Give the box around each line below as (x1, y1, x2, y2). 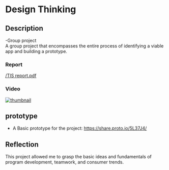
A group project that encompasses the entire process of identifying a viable (5, 43, 164, 49)
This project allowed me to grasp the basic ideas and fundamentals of (5, 154, 152, 160)
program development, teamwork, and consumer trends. (5, 159, 124, 165)
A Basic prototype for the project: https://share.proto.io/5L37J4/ (12, 125, 147, 131)
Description (5, 24, 43, 33)
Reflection (5, 140, 39, 149)
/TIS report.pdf (5, 72, 37, 79)
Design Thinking (5, 4, 76, 15)
